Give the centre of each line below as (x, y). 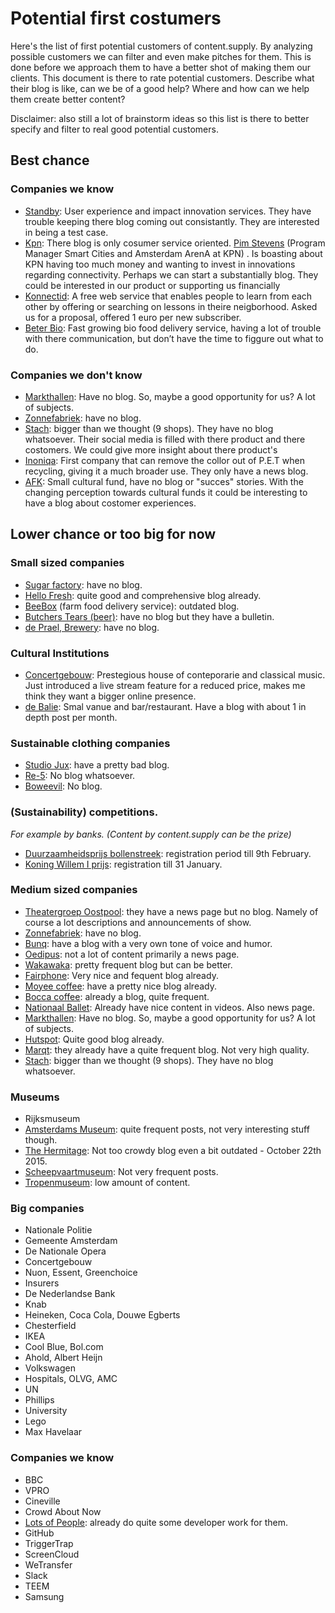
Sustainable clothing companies (90, 743)
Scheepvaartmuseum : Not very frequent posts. (121, 1172)
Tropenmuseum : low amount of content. (107, 1183)
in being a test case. (66, 232)
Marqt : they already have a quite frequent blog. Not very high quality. (167, 1049)
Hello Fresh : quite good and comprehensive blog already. (143, 595)
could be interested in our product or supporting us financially (152, 285)
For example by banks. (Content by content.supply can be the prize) (151, 834)
